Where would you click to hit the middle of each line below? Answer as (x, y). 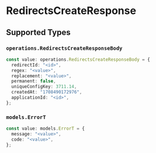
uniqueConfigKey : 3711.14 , (44, 87)
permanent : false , (34, 81)
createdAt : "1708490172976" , (47, 92)
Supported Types (39, 32)
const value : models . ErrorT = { (45, 129)
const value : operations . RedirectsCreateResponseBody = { (78, 60)
